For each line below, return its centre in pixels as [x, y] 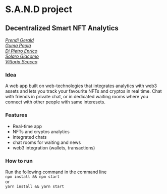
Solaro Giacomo [22, 56]
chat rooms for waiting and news [47, 142]
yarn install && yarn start [35, 186]
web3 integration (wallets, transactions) [54, 147]
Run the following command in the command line [56, 172]
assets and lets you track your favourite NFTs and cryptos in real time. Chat [84, 91]
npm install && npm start [32, 177]
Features [16, 115]
